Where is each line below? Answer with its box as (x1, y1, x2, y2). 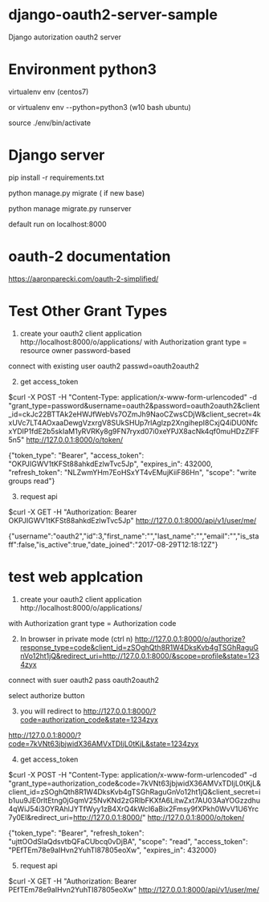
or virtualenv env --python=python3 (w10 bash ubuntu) (8, 102, 191, 112)
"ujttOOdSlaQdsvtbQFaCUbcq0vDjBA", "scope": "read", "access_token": (8, 836, 248, 846)
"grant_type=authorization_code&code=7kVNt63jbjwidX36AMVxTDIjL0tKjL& (8, 778, 261, 788)
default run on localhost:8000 (8, 219, 107, 229)
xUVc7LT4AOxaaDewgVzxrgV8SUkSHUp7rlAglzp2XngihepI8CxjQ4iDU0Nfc (8, 417, 259, 427)
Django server (8, 146, 105, 165)
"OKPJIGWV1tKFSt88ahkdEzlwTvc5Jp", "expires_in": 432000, (8, 459, 213, 469)
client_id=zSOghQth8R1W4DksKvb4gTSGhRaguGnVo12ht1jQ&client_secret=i (8, 786, 261, 796)
